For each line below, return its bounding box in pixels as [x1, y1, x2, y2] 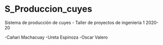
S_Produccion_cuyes [4, 3, 92, 15]
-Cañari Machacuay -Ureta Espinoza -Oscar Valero [4, 34, 108, 40]
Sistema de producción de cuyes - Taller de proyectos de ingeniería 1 [4, 20, 145, 25]
